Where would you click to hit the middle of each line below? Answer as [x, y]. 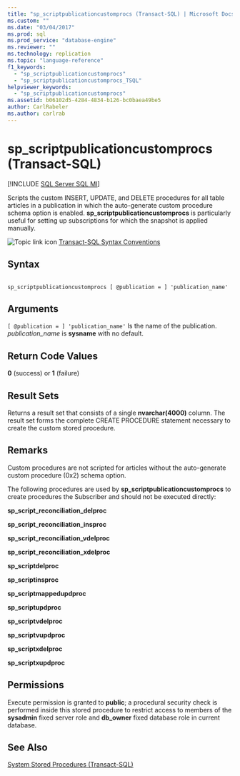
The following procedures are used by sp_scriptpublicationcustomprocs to [119, 489]
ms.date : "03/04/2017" [41, 27]
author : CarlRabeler [38, 107]
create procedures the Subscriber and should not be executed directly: [112, 496]
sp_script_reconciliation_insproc [57, 524]
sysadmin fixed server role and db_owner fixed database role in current [114, 717]
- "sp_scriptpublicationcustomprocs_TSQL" [78, 80]
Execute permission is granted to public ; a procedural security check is [112, 702]
